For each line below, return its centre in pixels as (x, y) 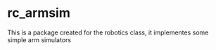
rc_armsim (39, 13)
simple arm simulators (39, 39)
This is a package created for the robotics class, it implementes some (108, 32)
